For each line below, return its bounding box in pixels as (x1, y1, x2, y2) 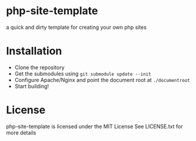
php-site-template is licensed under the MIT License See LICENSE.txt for (6, 123, 183, 130)
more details (6, 129, 36, 136)
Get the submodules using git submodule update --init (14, 70, 151, 77)
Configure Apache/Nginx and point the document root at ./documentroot (14, 76, 190, 83)
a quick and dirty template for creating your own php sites (6, 24, 147, 31)
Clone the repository (14, 64, 65, 71)
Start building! (14, 83, 49, 90)
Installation (6, 44, 62, 58)
